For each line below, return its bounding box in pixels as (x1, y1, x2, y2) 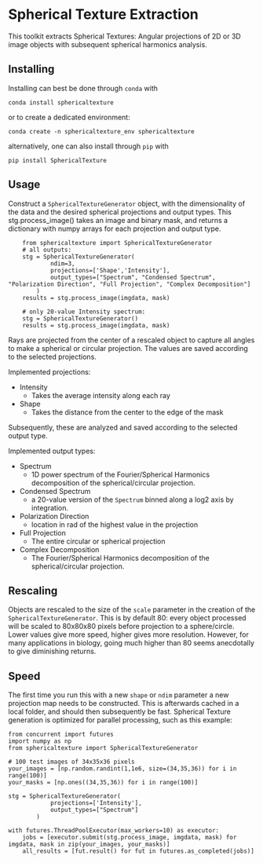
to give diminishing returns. (8, 646, 97, 656)
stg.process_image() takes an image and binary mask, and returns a (8, 215, 228, 225)
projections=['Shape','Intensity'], (49, 266, 170, 274)
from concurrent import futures (8, 730, 114, 739)
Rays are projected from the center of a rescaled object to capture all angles (8, 335, 255, 345)
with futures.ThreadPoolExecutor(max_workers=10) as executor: (8, 827, 220, 835)
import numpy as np (8, 737, 72, 745)
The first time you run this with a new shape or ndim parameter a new (8, 690, 229, 700)
